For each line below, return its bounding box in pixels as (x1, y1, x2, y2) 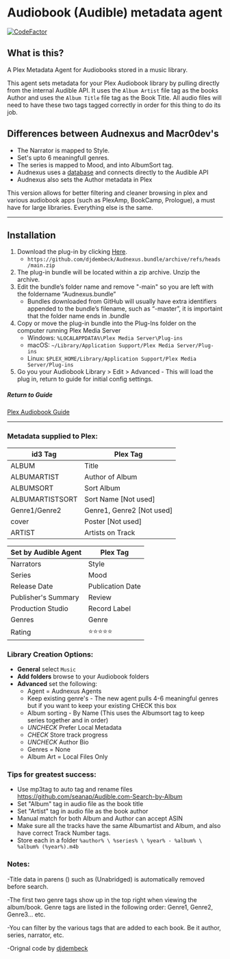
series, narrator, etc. (7, 931, 64, 939)
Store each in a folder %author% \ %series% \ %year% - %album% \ (16, 836, 203, 844)
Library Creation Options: (7, 650, 94, 659)
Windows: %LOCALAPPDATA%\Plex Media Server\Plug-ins (27, 334, 183, 342)
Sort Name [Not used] (84, 494, 155, 504)
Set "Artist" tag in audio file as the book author (16, 807, 149, 816)
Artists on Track (84, 528, 136, 537)
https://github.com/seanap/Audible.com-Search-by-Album (16, 792, 183, 801)
